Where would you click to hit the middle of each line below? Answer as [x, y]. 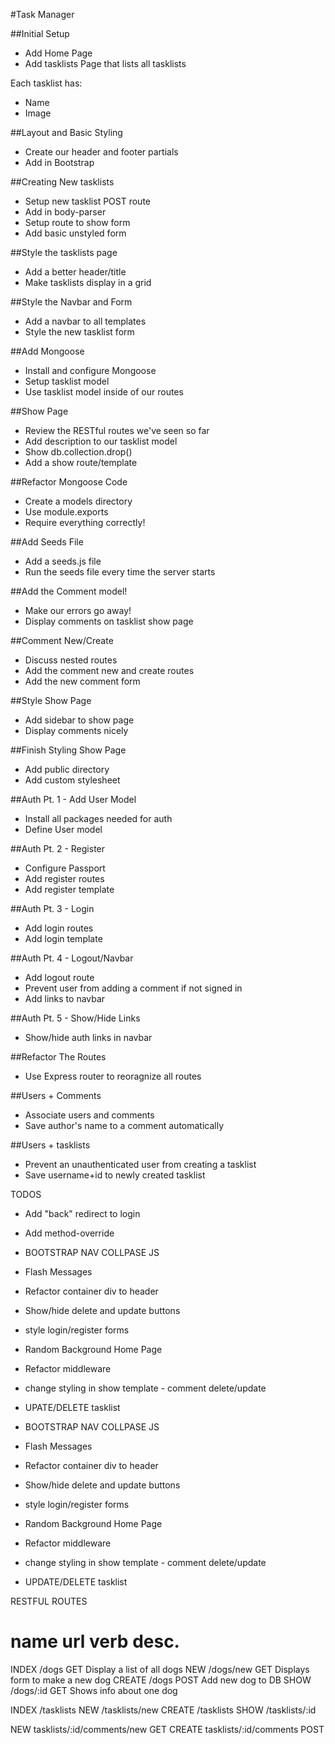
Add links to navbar [65, 998]
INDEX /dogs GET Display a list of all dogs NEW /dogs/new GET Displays [160, 1669]
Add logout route [59, 977]
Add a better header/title [75, 272]
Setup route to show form [77, 222]
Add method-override [69, 1233]
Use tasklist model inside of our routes [104, 392]
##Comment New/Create [62, 640]
